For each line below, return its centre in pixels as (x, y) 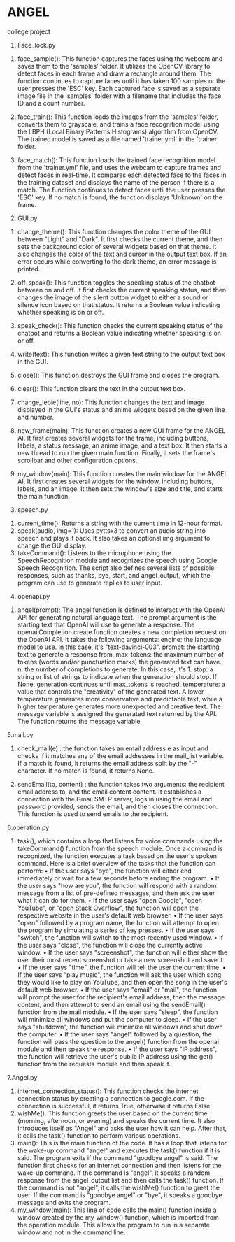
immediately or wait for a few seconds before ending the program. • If (118, 878)
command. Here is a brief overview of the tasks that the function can (116, 863)
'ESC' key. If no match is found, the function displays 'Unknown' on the (120, 197)
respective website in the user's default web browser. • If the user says (120, 915)
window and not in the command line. (71, 1232)
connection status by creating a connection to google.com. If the (111, 1098)
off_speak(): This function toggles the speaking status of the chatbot (116, 282)
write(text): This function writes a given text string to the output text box (121, 354)
